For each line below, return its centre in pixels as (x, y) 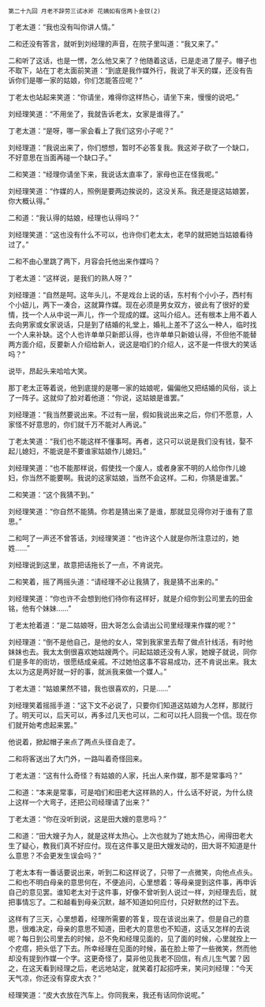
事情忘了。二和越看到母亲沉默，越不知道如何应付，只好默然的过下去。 (129, 902)
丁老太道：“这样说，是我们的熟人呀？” (70, 278)
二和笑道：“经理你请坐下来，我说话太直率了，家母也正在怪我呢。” (113, 174)
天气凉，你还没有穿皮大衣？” (55, 978)
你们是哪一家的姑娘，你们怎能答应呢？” (79, 80)
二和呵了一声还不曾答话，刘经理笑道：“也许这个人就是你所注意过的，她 (124, 538)
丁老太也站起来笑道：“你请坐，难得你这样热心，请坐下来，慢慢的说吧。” (123, 97)
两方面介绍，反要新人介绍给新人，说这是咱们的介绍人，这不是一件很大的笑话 (132, 344)
